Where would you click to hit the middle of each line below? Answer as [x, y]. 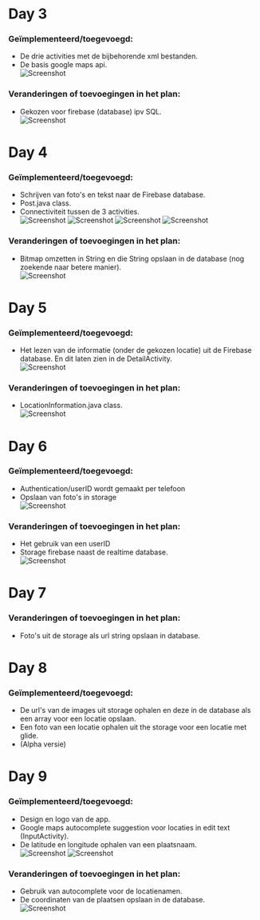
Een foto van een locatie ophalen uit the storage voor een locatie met [133, 727]
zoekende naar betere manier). [71, 267]
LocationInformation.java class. [71, 406]
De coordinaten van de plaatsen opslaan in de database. [112, 899]
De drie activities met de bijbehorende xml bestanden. [108, 56]
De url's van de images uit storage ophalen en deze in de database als [135, 710]
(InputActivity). [44, 836]
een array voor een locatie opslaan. [78, 719]
